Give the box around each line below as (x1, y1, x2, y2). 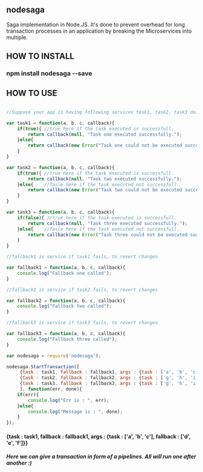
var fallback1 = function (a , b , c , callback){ (6, 265, 126, 271)
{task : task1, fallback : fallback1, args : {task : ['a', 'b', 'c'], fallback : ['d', (6, 433, 191, 440)
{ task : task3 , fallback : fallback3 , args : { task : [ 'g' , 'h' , (19, 380, 188, 387)
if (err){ (17, 392, 39, 398)
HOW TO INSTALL (6, 51, 74, 62)
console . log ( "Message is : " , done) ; (28, 409, 123, 415)
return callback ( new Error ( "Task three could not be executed (28, 232, 188, 238)
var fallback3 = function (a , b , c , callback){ (6, 331, 126, 337)
